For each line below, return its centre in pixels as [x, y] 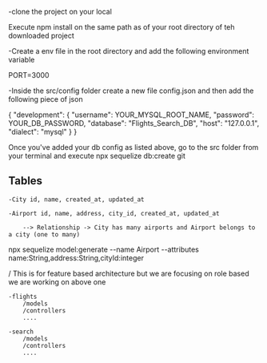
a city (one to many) [44, 234]
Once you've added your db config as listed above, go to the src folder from [133, 147]
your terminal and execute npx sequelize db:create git [97, 156]
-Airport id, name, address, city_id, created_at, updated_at [114, 213]
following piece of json [46, 99]
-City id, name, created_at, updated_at [77, 200]
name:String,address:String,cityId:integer [76, 258]
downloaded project [41, 36]
